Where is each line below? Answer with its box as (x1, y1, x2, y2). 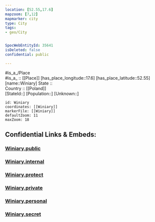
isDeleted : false (5, 47, 40, 52)
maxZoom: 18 (5, 117, 29, 122)
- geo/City (5, 30, 27, 35)
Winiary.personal (5, 198, 47, 204)
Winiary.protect (5, 171, 43, 178)
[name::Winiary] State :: (5, 80, 53, 86)
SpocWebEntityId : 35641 (5, 43, 54, 48)
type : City (5, 21, 27, 26)
